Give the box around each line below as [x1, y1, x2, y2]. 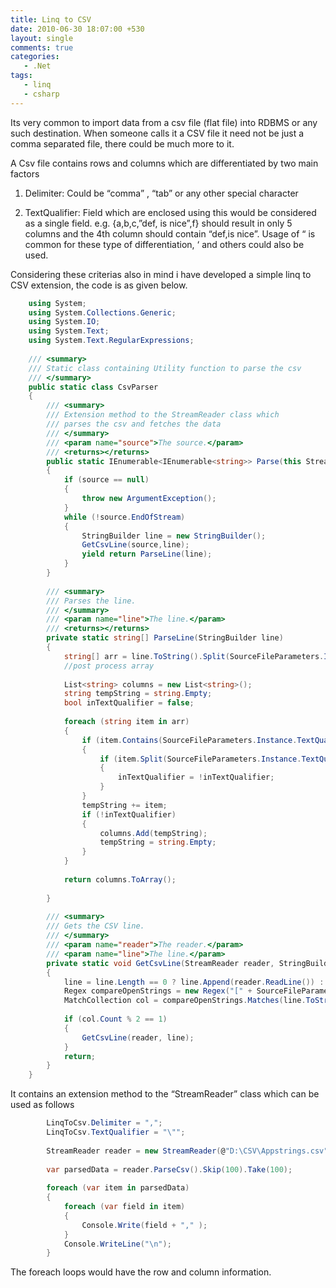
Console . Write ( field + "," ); [81, 1220, 208, 1230]
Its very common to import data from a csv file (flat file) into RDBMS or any [10, 116, 318, 128]
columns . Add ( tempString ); [99, 828, 208, 838]
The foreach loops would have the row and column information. [10, 1266, 272, 1278]
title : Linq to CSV [10, 14, 92, 25]
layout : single [10, 33, 74, 43]
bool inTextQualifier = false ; [63, 698, 195, 708]
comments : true [10, 42, 74, 53]
